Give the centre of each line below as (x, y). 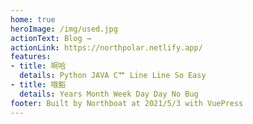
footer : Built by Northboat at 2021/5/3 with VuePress (127, 103)
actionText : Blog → (51, 38)
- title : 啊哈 (38, 66)
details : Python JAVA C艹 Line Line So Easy (113, 76)
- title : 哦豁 (38, 85)
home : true (33, 19)
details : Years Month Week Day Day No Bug (109, 94)
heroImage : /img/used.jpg (64, 29)
